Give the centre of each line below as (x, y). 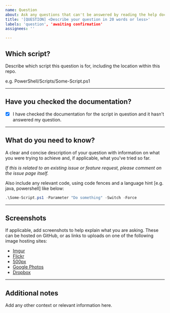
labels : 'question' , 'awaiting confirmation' (54, 24)
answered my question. (37, 120)
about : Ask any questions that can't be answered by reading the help (81, 15)
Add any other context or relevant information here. (59, 305)
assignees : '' (20, 29)
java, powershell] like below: (35, 188)
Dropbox (22, 272)
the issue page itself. (27, 173)
